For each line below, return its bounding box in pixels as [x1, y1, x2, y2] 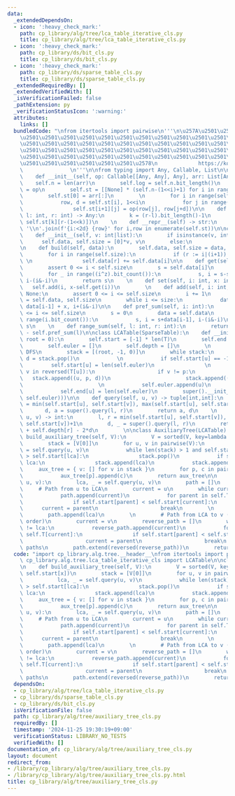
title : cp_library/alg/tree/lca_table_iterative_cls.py [20, 36, 187, 43]
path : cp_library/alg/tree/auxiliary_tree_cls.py [13, 713, 161, 720]
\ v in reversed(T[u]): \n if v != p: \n [20, 368, 196, 375]
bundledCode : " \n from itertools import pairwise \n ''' [13, 127, 173, 134]
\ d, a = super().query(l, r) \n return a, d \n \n [20, 407, 218, 414]
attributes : [13, 114, 49, 121]
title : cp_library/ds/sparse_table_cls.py [20, 75, 145, 83]
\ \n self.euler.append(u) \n [20, 381, 211, 389]
